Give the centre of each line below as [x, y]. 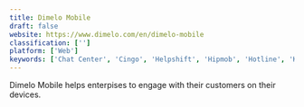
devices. [25, 94]
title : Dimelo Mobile [50, 18]
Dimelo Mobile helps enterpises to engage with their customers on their [142, 85]
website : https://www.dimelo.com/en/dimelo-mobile [107, 34]
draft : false [34, 26]
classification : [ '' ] [50, 43]
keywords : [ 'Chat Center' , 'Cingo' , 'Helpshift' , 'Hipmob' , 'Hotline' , [147, 59]
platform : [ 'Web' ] [44, 51]
